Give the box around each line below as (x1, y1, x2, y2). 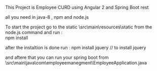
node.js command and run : (5, 29, 63, 35)
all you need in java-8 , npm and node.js (5, 14, 89, 20)
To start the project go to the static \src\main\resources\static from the (5, 24, 152, 30)
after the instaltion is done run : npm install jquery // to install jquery (5, 45, 146, 50)
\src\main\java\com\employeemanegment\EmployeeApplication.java (5, 60, 147, 65)
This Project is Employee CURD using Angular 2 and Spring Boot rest (5, 5, 149, 10)
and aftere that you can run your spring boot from (5, 54, 109, 60)
